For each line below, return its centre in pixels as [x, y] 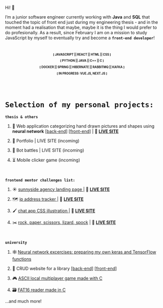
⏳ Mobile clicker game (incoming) [46, 160]
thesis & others [21, 117]
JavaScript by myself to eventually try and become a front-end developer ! [80, 38]
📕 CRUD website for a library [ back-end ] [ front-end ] [64, 268]
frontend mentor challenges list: [40, 180]
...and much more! [23, 301]
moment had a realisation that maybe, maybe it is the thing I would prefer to [81, 27]
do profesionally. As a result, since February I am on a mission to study [76, 33]
